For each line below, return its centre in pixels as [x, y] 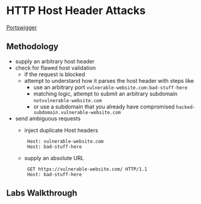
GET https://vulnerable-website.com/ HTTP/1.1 [87, 169]
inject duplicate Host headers [61, 130]
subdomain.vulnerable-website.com [77, 112]
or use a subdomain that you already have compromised [104, 107]
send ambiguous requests [48, 118]
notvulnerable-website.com [68, 100]
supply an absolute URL [54, 158]
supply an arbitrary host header [55, 61]
